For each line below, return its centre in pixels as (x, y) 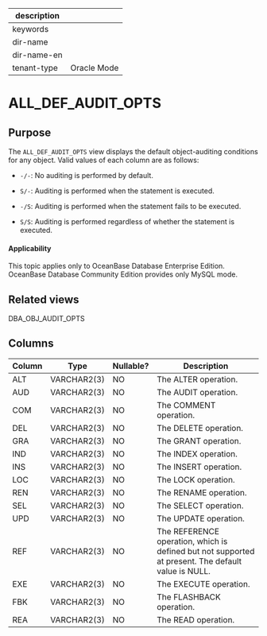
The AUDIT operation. (197, 392)
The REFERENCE (188, 531)
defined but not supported (206, 551)
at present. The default (199, 561)
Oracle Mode (95, 68)
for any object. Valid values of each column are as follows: (104, 160)
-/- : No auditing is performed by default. (86, 175)
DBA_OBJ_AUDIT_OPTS (46, 319)
